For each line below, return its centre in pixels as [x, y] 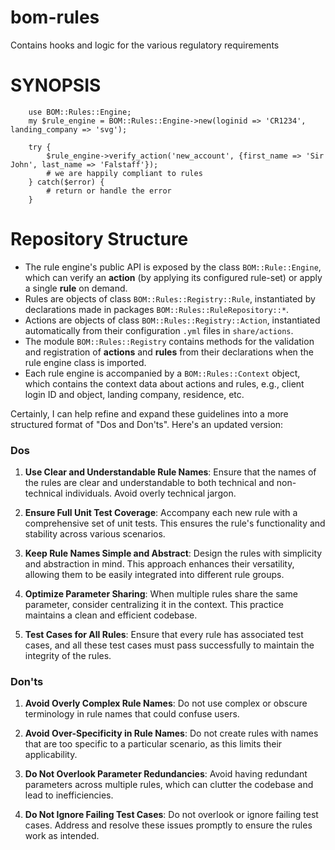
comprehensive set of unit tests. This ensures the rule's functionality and [175, 523]
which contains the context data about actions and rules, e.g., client [164, 383]
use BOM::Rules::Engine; [80, 112]
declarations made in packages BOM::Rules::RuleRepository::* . [157, 309]
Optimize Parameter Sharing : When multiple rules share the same [161, 594]
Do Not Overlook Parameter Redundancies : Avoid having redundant [166, 774]
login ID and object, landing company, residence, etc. [134, 394]
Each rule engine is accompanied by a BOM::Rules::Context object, [162, 373]
